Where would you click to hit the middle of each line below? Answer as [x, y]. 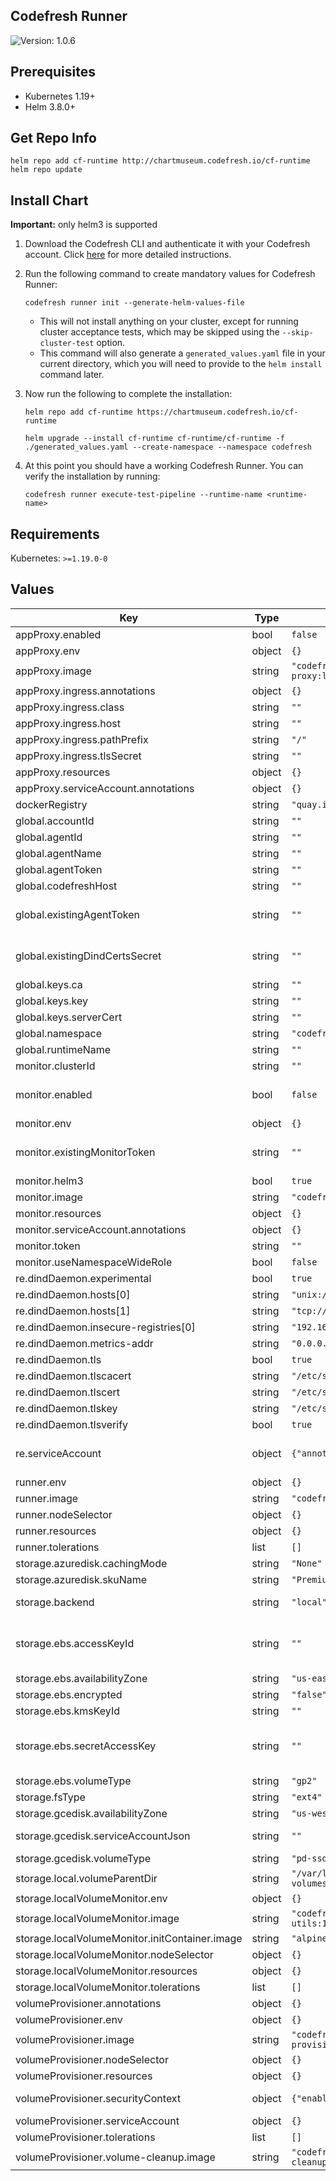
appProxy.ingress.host [68, 723]
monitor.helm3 [49, 1181]
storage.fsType [50, 1797]
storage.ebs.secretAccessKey [86, 1746]
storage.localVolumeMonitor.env [91, 1898]
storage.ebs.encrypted [69, 1694]
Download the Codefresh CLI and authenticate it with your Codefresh [167, 244]
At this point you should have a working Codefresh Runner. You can [164, 466]
